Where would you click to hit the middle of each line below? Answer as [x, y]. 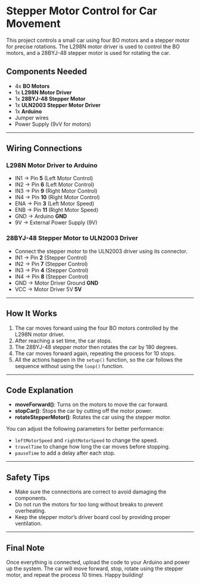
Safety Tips [28, 478]
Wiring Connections [44, 148]
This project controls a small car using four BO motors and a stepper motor [98, 40]
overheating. [30, 511]
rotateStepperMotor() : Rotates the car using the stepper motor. [93, 417]
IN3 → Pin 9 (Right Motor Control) [56, 191]
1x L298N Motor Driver [43, 92]
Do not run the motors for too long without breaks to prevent [89, 505]
